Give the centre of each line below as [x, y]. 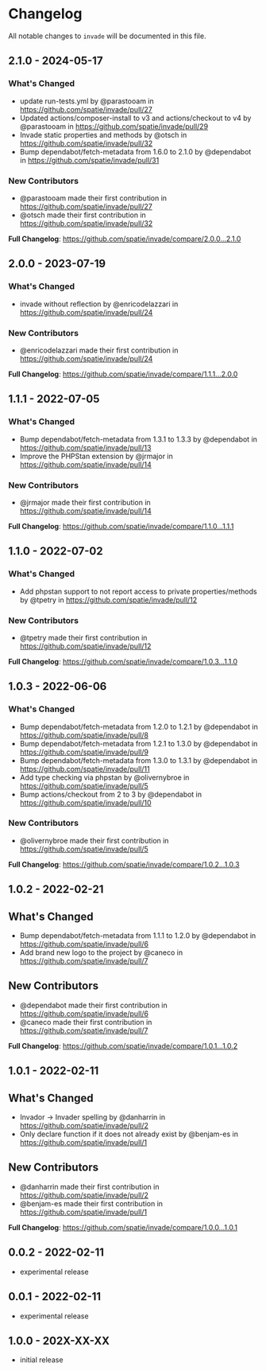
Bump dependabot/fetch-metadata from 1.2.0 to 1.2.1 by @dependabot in [139, 726]
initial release [41, 1360]
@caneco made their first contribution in [86, 1022]
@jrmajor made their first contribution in [85, 502]
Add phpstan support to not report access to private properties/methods [138, 591]
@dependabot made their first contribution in [94, 1005]
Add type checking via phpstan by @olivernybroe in [104, 777]
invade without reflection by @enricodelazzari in [99, 304]
